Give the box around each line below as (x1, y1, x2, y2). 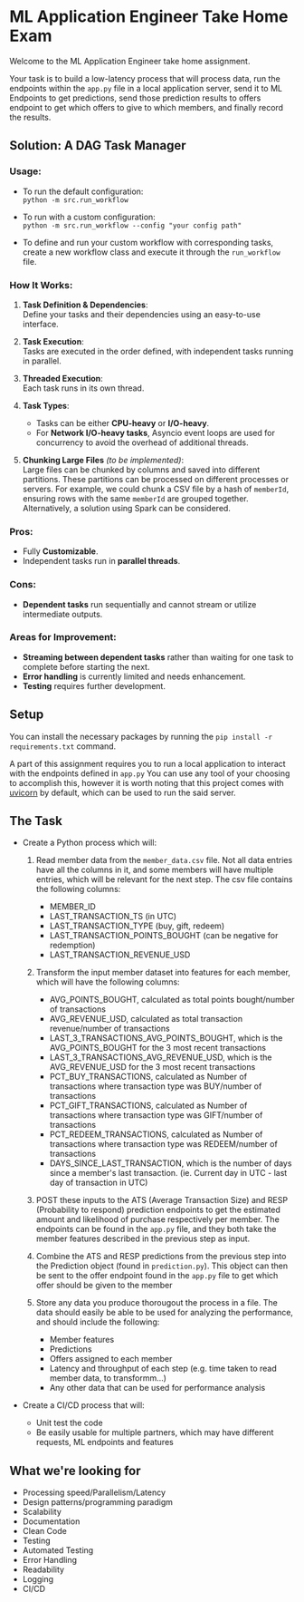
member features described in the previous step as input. (35, 1233, 251, 1244)
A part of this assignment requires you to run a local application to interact (9, 758, 287, 769)
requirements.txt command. (9, 741, 117, 752)
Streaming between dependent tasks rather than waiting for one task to (22, 651, 294, 663)
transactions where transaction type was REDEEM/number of (49, 1139, 278, 1150)
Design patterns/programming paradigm (22, 1497, 174, 1508)
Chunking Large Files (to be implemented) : (22, 454, 184, 465)
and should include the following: (35, 1316, 160, 1327)
